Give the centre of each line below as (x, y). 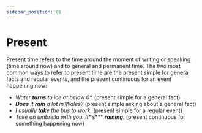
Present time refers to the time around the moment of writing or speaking (99, 59)
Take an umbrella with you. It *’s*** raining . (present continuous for (100, 116)
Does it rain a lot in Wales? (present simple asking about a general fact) (106, 104)
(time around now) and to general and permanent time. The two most (93, 66)
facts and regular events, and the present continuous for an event (89, 79)
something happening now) (50, 123)
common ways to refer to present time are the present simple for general (98, 72)
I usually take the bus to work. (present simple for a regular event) (99, 110)
